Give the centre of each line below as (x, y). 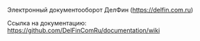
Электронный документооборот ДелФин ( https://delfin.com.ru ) (100, 10)
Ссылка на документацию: (47, 23)
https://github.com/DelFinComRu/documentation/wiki (84, 30)
